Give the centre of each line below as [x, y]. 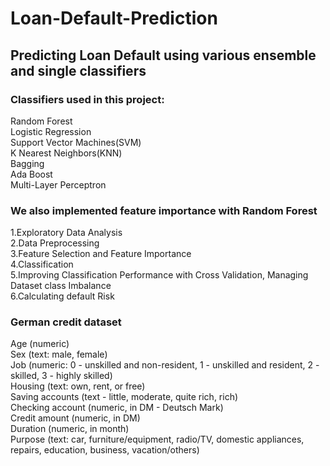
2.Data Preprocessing [55, 243]
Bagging [27, 163]
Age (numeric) [40, 344]
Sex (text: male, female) [59, 354]
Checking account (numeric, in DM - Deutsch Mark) [117, 408]
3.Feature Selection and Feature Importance [101, 254]
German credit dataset [66, 322]
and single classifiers [78, 70]
